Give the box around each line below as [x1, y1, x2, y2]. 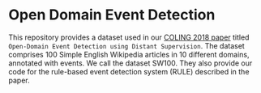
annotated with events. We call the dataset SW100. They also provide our [8, 58, 253, 68]
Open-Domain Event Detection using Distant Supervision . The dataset [8, 40, 245, 50]
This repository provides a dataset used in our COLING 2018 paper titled [8, 32, 250, 42]
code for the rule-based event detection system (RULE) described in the [8, 66, 250, 76]
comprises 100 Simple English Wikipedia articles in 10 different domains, [8, 49, 250, 59]
